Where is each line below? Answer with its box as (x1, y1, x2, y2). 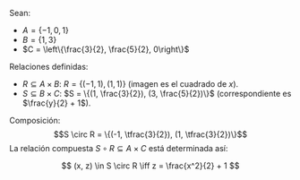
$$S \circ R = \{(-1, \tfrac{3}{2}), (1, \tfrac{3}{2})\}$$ (53, 129, 248, 140)
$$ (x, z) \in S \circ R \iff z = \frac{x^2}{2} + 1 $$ (61, 160, 240, 171)
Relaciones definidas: (9, 62, 89, 72)
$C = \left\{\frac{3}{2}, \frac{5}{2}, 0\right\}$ (21, 44, 190, 55)
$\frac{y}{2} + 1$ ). (21, 98, 91, 108)
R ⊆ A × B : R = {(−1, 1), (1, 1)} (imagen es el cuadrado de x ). (21, 79, 239, 89)
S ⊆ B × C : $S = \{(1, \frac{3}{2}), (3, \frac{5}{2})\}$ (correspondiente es (21, 89, 292, 99)
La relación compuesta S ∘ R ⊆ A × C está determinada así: (9, 143, 228, 153)
